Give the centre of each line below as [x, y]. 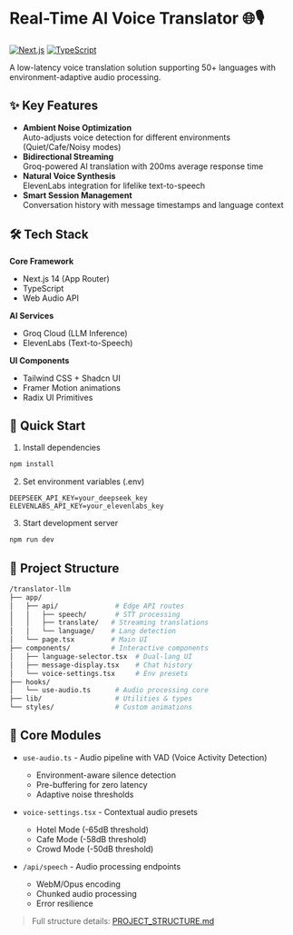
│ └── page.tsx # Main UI [78, 640]
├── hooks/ [30, 682]
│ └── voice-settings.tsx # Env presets [99, 673]
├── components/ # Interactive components [109, 648]
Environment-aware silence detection [106, 775]
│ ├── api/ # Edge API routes [97, 606]
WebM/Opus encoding [78, 884]
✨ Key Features [54, 106]
